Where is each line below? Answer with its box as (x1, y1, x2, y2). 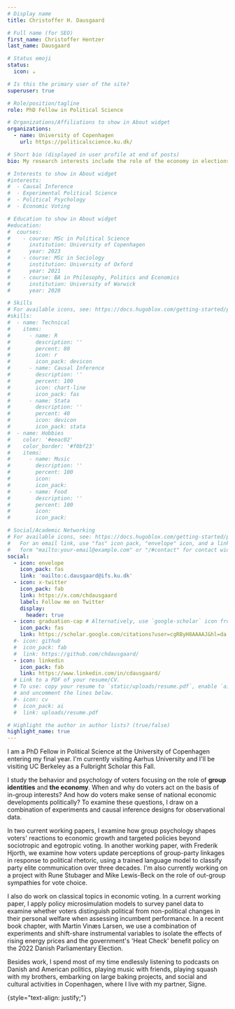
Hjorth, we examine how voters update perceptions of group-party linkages (7, 849, 225, 857)
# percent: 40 (7, 410, 71, 417)
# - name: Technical (7, 319, 71, 326)
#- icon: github (13, 637, 61, 644)
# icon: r (7, 351, 58, 359)
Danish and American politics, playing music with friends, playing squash (7, 965, 218, 973)
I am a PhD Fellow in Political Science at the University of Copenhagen (7, 747, 211, 756)
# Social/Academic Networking (7, 527, 96, 534)
